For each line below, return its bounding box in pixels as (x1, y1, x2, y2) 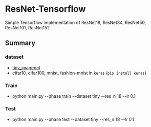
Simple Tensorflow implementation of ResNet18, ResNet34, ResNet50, (5, 20, 146, 25)
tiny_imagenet (12, 64, 41, 70)
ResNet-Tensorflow (5, 3, 86, 15)
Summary (5, 39, 36, 47)
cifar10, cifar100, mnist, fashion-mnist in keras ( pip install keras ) (12, 70, 147, 76)
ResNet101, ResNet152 (5, 24, 50, 30)
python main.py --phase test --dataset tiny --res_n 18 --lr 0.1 (12, 116, 134, 123)
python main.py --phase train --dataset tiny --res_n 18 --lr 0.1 (12, 93, 136, 99)
